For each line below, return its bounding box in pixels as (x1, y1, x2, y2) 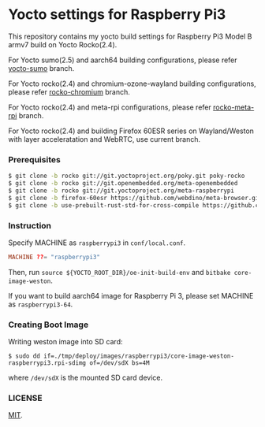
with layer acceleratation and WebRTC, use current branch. (8, 134, 201, 143)
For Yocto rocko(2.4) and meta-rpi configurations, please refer (8, 102, 211, 112)
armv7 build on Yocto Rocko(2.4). (8, 39, 118, 49)
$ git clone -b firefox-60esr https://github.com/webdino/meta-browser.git (8, 194, 263, 202)
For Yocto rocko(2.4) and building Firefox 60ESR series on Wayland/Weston (8, 126, 255, 136)
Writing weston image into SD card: (8, 337, 123, 347)
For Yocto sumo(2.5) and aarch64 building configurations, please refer (8, 55, 238, 65)
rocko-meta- (212, 102, 255, 112)
